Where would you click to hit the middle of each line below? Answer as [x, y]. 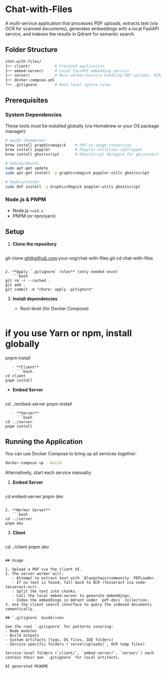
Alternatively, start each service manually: [49, 473]
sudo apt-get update [27, 168]
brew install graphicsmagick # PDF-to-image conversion [68, 145]
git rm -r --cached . [28, 281]
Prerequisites [27, 100]
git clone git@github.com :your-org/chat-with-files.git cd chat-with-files [79, 258]
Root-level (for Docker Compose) [54, 308]
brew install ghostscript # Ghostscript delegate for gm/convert [82, 155]
